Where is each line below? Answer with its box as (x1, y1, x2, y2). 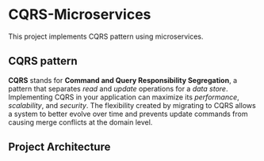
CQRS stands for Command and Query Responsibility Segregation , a (8, 75, 238, 84)
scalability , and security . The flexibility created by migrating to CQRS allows (8, 100, 256, 110)
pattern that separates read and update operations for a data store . (8, 84, 228, 93)
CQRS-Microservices (8, 6, 151, 24)
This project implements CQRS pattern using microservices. (8, 32, 204, 41)
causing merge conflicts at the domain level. (8, 117, 153, 127)
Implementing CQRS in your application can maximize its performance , (8, 92, 239, 102)
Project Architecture (8, 140, 111, 154)
